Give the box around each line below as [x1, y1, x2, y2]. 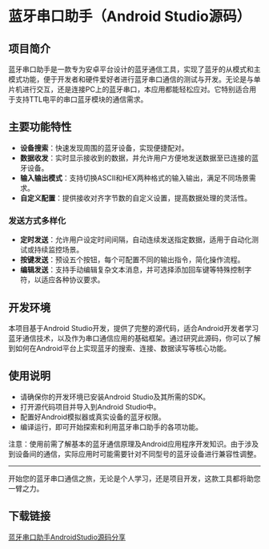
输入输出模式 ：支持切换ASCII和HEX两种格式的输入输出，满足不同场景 [19, 173, 250, 183]
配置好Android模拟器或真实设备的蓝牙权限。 [19, 412, 166, 422]
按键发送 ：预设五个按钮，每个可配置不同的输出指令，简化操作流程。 [19, 255, 245, 264]
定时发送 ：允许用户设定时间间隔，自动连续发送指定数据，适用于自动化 [19, 235, 252, 244]
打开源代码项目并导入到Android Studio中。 [19, 402, 161, 411]
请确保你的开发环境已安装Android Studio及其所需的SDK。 [19, 392, 211, 402]
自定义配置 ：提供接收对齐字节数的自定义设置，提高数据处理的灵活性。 [19, 193, 252, 203]
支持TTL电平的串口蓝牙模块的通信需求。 [14, 95, 148, 104]
